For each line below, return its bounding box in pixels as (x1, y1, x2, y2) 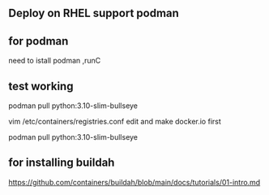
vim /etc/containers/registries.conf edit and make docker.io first (8, 117, 221, 127)
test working (8, 79, 74, 93)
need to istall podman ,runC (8, 56, 101, 66)
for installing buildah (8, 156, 115, 170)
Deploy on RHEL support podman (8, 6, 180, 20)
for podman (8, 34, 69, 48)
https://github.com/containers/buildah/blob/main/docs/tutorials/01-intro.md (8, 177, 261, 187)
